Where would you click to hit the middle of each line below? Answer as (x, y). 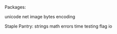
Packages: (15, 7)
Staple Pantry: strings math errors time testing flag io (58, 26)
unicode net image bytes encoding (40, 17)
